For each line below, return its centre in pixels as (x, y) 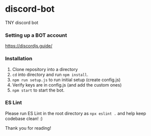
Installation (19, 59)
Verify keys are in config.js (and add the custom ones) (67, 85)
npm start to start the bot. (38, 90)
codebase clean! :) (24, 118)
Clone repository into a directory (45, 69)
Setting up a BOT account (36, 35)
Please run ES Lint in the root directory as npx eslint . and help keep (75, 113)
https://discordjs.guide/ (29, 46)
